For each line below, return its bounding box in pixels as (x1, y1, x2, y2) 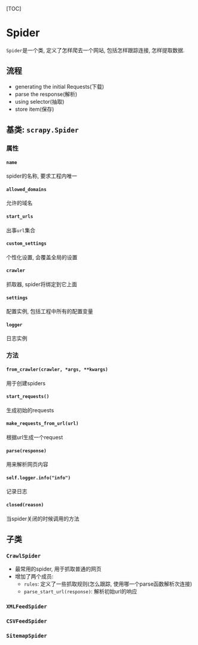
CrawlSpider (6, 552, 41, 559)
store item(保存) (14, 105, 54, 113)
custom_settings (6, 241, 47, 247)
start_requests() (6, 394, 50, 400)
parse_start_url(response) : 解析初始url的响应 (23, 588, 138, 595)
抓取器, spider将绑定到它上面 (6, 281, 78, 288)
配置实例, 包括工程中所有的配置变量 (6, 308, 93, 315)
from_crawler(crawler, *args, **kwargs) (6, 367, 109, 373)
